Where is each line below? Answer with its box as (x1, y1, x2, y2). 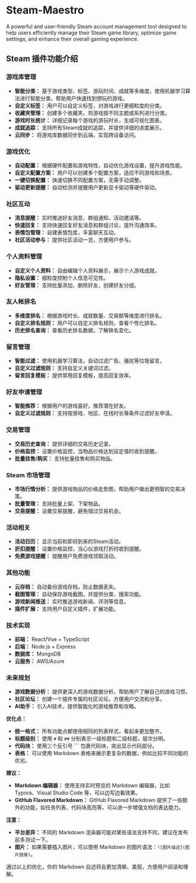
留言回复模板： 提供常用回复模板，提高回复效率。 (14, 372, 135, 379)
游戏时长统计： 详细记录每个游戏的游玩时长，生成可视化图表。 (14, 117, 165, 124)
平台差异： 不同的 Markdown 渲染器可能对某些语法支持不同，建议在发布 (14, 829, 188, 836)
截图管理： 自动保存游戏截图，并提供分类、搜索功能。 (14, 590, 145, 597)
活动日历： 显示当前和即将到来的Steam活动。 (14, 538, 124, 545)
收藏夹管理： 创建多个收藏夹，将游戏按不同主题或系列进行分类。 (14, 109, 170, 116)
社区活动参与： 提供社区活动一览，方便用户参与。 (14, 236, 135, 243)
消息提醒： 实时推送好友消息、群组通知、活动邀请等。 (14, 215, 145, 222)
